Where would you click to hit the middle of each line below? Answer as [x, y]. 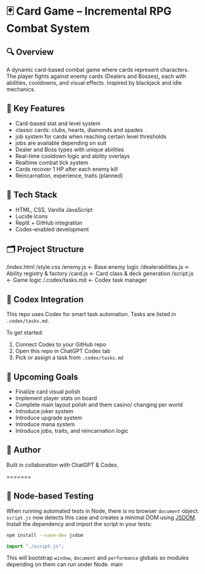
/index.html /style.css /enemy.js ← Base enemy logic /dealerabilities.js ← [98, 267]
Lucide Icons [31, 216]
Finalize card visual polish [48, 392]
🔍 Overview [30, 52]
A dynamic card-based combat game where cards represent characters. [98, 70]
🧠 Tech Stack [32, 195]
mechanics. [21, 89]
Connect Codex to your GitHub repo [61, 344]
